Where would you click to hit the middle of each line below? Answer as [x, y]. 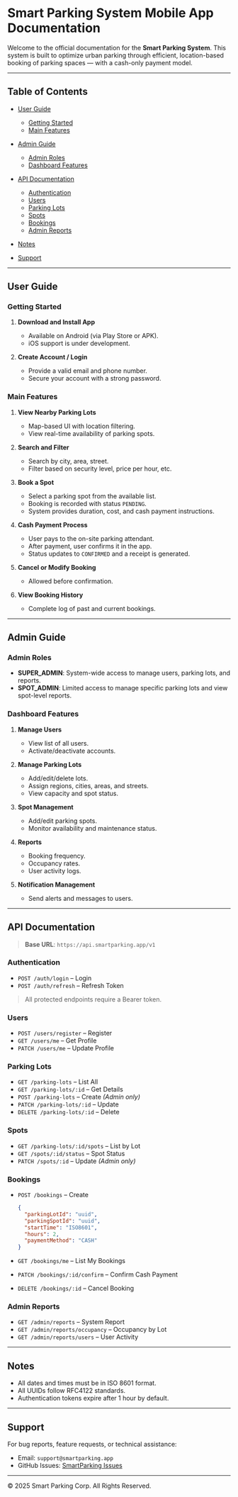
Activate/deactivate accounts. [72, 751]
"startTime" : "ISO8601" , [61, 1228]
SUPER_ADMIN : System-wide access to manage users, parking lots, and [124, 673]
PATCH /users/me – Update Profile [66, 1048]
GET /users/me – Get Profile [57, 1041]
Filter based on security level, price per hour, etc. [100, 469]
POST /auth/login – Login [55, 978]
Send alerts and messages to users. [80, 898]
